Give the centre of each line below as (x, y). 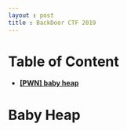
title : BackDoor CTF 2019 (52, 23)
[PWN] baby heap (49, 83)
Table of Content (64, 62)
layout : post (31, 15)
